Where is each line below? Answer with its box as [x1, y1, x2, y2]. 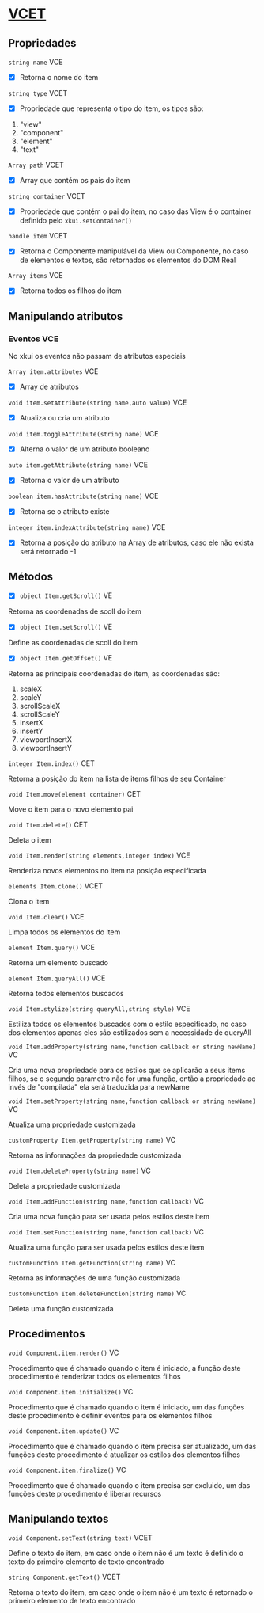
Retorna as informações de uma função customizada [8, 1273, 181, 1283]
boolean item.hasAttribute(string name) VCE [8, 492, 159, 501]
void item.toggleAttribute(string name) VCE [8, 429, 159, 439]
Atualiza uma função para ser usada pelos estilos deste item [8, 1242, 205, 1252]
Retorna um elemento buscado [8, 958, 109, 968]
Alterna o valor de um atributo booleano [19, 444, 150, 454]
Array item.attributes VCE [8, 367, 99, 376]
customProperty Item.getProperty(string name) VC [8, 1136, 176, 1145]
